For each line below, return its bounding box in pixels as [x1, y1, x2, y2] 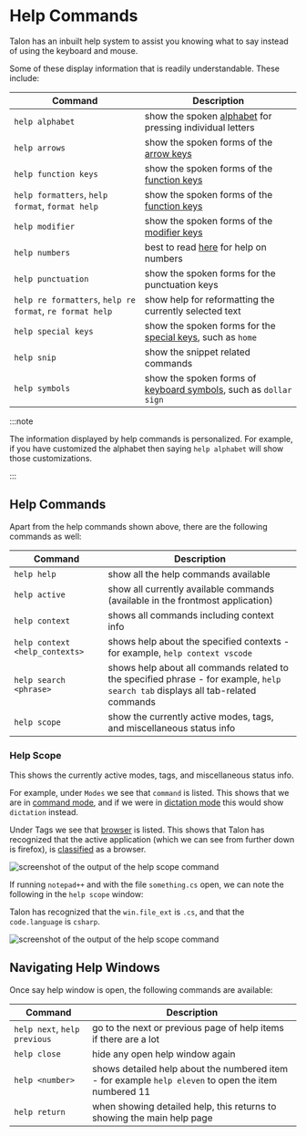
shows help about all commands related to [107, 661, 290, 674]
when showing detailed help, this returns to [92, 1100, 277, 1112]
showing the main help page [92, 1111, 213, 1124]
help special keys [14, 325, 94, 336]
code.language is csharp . [9, 916, 100, 927]
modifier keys [144, 225, 203, 238]
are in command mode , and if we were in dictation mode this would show [9, 797, 284, 808]
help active [14, 589, 66, 600]
